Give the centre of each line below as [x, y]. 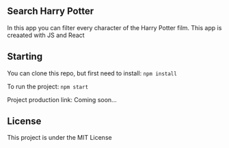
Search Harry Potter [51, 11]
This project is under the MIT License [59, 138]
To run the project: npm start [48, 86]
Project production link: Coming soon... [62, 99]
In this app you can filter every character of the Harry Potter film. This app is [114, 27]
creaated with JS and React [46, 35]
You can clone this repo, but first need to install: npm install [92, 73]
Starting [25, 57]
